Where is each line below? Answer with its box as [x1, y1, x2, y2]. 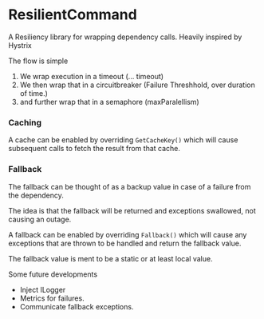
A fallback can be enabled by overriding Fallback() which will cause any [8, 229, 247, 239]
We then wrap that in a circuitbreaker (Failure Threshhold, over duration [19, 80, 255, 90]
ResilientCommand [8, 6, 137, 24]
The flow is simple [8, 56, 69, 66]
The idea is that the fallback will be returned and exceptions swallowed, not [8, 205, 257, 215]
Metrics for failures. [19, 293, 85, 303]
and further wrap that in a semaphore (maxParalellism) [19, 97, 199, 106]
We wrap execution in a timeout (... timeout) [19, 71, 164, 81]
